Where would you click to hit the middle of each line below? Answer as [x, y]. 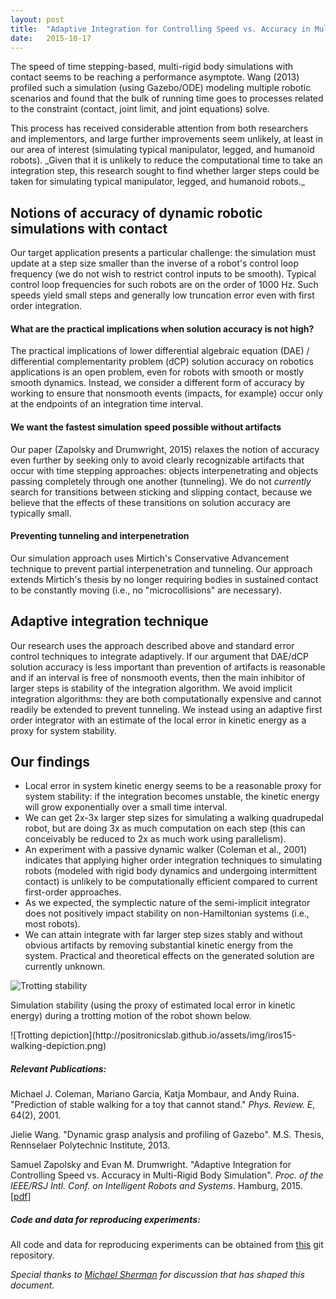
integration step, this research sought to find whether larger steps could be [165, 171]
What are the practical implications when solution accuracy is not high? [162, 328]
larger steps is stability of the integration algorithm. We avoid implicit [151, 688]
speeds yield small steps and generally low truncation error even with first [162, 295]
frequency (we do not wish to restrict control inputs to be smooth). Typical [163, 274]
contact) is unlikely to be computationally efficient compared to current [171, 882]
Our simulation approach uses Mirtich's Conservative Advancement [150, 558]
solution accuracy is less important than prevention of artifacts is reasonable [168, 667]
